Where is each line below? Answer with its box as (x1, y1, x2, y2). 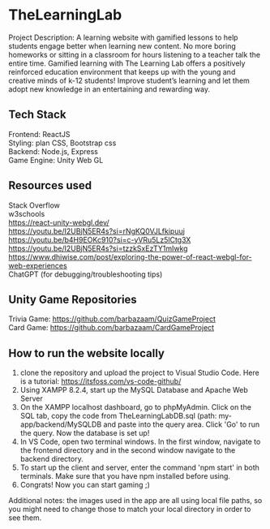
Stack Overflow (8, 200, 61, 210)
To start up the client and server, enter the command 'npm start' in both (19, 462, 259, 472)
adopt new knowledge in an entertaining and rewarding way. (8, 84, 211, 94)
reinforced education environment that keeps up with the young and (8, 67, 236, 76)
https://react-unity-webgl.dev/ (8, 217, 109, 227)
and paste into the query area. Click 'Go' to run (103, 419, 260, 429)
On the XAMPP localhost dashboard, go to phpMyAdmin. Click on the (19, 402, 251, 412)
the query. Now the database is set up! (19, 428, 150, 438)
